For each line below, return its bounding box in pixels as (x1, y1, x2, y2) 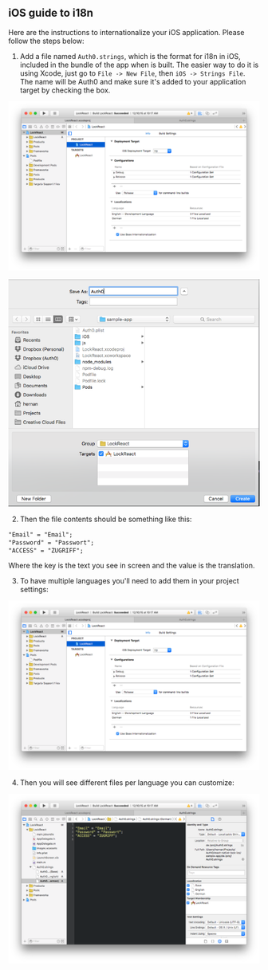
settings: (19, 584, 49, 594)
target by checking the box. (19, 85, 111, 95)
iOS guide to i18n (8, 6, 94, 20)
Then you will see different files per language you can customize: (19, 778, 235, 787)
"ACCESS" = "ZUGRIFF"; (8, 546, 84, 555)
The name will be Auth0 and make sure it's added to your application (19, 77, 246, 86)
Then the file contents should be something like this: (19, 514, 192, 524)
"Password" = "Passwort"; (8, 538, 94, 547)
